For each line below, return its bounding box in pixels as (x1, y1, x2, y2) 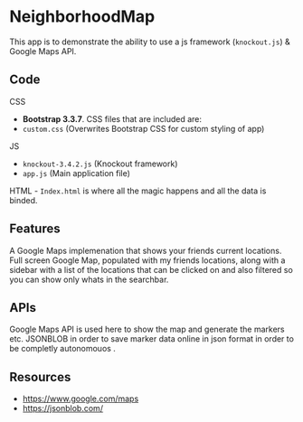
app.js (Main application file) (22, 167, 131, 178)
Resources (9, 369, 71, 385)
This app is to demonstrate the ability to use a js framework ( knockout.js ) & (9, 36, 291, 47)
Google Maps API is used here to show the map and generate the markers (9, 324, 285, 335)
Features (9, 221, 61, 237)
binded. (9, 194, 38, 205)
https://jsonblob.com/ (22, 403, 104, 414)
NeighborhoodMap (9, 6, 156, 27)
